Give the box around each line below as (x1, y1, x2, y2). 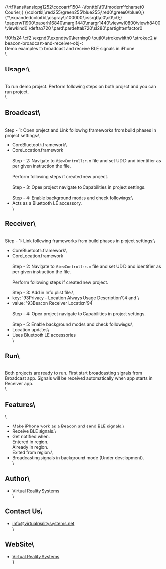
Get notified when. (12, 434, 50, 440)
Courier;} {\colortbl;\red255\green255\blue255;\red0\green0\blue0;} (5, 9, 145, 15)
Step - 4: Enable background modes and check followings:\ (12, 195, 133, 201)
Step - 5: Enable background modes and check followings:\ (12, 321, 133, 327)
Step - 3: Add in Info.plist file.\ (12, 290, 74, 296)
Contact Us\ (5, 507, 43, 516)
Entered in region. (12, 439, 49, 445)
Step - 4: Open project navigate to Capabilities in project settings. (12, 311, 146, 317)
